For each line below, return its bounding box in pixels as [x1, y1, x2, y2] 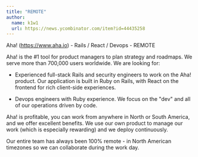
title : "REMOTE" [6, 8, 47, 15]
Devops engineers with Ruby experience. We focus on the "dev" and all [14, 96, 191, 103]
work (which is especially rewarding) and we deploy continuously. [6, 126, 168, 133]
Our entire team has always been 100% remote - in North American [6, 138, 172, 145]
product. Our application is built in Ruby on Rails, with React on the [14, 78, 179, 85]
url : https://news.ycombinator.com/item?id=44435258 [11, 25, 146, 32]
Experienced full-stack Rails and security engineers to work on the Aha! [14, 71, 192, 78]
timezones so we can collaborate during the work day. [6, 144, 140, 151]
